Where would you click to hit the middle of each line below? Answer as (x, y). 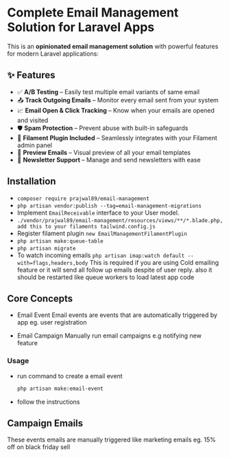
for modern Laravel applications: (53, 54)
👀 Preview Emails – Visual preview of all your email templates (104, 152)
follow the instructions (48, 402)
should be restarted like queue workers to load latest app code (106, 277)
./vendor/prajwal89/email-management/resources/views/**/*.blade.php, (120, 220)
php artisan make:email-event (60, 389)
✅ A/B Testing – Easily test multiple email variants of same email (108, 91)
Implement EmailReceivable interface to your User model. (98, 212)
